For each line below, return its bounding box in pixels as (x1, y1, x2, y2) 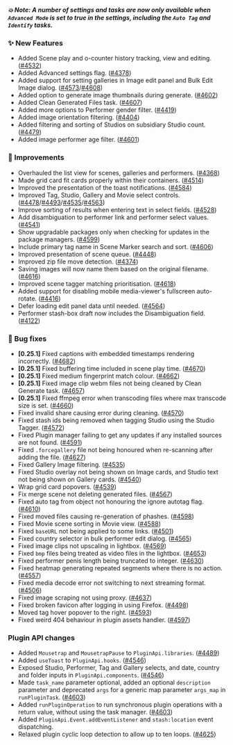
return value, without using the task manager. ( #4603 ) (17, 708, 173, 716)
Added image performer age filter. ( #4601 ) (17, 136, 140, 144)
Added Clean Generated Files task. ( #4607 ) (17, 98, 143, 107)
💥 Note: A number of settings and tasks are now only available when (8, 6, 211, 14)
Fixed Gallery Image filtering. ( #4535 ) (17, 460, 126, 469)
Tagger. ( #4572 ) (17, 423, 65, 431)
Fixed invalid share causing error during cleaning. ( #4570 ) (17, 408, 184, 417)
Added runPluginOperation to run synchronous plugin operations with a (17, 700, 223, 709)
